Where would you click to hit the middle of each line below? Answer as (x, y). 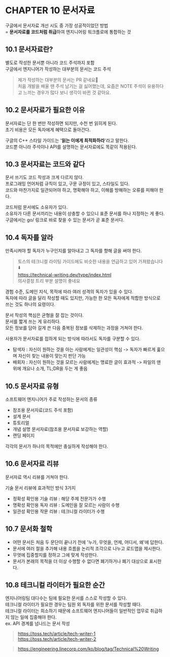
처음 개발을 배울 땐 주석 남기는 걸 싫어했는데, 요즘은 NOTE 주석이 (82, 86)
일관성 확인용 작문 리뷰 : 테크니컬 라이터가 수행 (59, 511)
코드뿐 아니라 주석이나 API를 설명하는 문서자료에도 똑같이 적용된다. (71, 147)
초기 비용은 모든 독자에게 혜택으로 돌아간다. (48, 130)
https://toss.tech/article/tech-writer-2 (57, 639)
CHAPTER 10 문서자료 (50, 10)
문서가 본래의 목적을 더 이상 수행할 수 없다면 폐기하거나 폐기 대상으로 (80, 561)
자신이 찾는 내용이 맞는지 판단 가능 (52, 356)
